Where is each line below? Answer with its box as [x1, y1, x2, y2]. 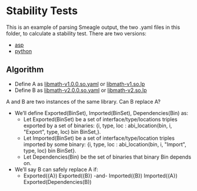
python [14, 47, 32, 54]
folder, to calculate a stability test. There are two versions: [6, 29, 147, 37]
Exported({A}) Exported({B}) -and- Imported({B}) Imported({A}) [23, 172, 178, 179]
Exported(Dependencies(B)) [23, 178, 92, 185]
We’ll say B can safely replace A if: [14, 166, 98, 173]
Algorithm [6, 65, 44, 75]
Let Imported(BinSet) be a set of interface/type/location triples [23, 134, 175, 141]
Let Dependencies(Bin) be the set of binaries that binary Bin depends [23, 153, 192, 160]
